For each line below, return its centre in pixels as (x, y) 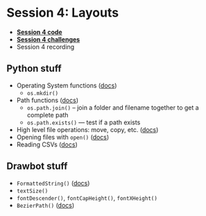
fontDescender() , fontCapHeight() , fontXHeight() (87, 198)
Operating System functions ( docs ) (67, 85)
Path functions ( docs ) (48, 100)
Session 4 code (40, 32)
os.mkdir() (43, 93)
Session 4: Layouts (63, 13)
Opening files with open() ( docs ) (63, 137)
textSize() (32, 191)
